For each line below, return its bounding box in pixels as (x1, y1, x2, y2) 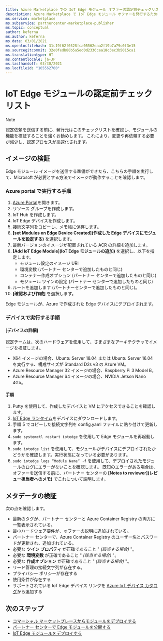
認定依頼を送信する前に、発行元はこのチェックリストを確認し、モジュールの (5, 127, 158, 133)
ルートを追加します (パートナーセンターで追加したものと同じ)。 (12, 285, 140, 290)
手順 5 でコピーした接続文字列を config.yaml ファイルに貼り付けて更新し (12, 422, 158, 427)
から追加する (16, 589, 43, 595)
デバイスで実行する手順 (5, 314, 60, 321)
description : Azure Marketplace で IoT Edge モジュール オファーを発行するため (5, 12, 158, 17)
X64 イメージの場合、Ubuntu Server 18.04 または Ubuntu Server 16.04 (12, 355, 153, 361)
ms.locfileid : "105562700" (5, 66, 60, 71)
